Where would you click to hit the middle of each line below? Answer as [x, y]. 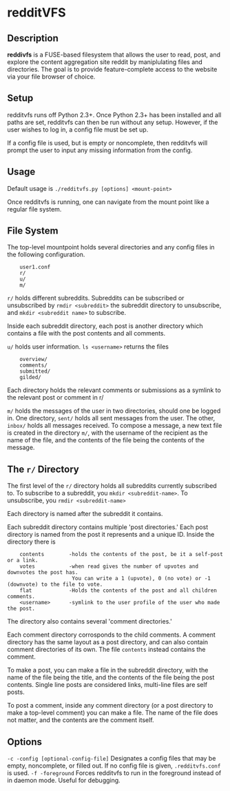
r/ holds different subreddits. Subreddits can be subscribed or [96, 298]
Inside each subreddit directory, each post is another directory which [105, 326]
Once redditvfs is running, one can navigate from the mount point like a [108, 202]
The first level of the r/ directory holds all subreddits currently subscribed [112, 486]
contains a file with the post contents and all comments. [86, 333]
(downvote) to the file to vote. [55, 585]
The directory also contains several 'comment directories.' [90, 621]
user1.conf [35, 267]
